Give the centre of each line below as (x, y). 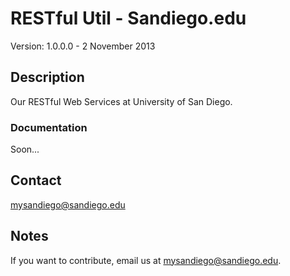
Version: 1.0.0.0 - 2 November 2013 (83, 46)
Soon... (25, 149)
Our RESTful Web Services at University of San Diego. (121, 101)
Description (47, 77)
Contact (36, 180)
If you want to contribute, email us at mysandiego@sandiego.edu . (146, 260)
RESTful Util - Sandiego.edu (128, 18)
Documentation (49, 127)
